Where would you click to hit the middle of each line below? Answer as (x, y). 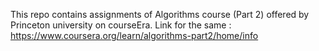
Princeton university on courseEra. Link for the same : (121, 25)
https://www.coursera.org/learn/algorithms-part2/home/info (134, 35)
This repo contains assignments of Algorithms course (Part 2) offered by (160, 14)
